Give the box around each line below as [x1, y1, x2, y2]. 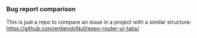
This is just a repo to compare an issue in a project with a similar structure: [6, 19, 192, 26]
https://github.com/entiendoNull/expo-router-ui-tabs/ [6, 25, 140, 32]
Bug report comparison [6, 5, 76, 13]
